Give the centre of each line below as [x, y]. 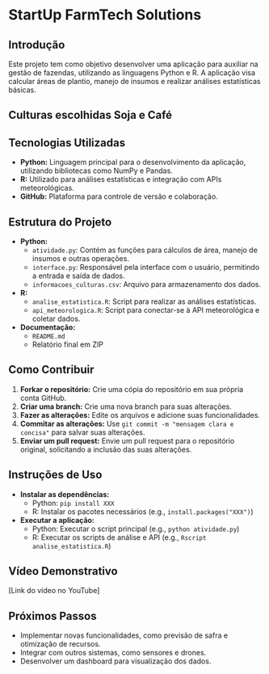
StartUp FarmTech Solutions [105, 15]
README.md [49, 337]
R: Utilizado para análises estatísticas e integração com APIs [121, 179]
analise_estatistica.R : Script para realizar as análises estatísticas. [144, 301]
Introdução [37, 45]
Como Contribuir [51, 370]
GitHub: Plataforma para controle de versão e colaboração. [119, 196]
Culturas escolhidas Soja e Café [90, 115]
